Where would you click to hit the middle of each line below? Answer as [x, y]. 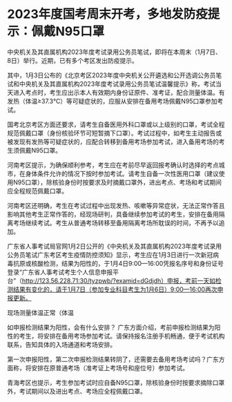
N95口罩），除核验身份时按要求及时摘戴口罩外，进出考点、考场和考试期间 [117, 182]
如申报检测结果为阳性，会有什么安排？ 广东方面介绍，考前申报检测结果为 [111, 327]
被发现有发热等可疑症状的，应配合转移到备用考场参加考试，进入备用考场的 [113, 142]
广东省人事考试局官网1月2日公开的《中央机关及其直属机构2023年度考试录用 [115, 246]
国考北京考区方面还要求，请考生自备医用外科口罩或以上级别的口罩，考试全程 [116, 124]
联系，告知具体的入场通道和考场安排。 [61, 344]
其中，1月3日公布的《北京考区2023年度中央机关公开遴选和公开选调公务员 [112, 75]
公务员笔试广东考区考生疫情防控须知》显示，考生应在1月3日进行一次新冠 [110, 255]
